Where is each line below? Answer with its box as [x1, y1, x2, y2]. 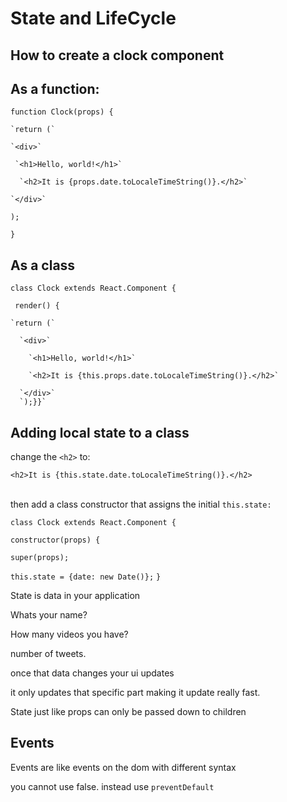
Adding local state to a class [10, 424, 190, 441]
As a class [10, 257, 76, 274]
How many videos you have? [10, 628, 129, 641]
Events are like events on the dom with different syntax [10, 761, 237, 773]
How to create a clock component [10, 47, 225, 64]
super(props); [10, 553, 70, 563]
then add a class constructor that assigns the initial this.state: [10, 498, 272, 511]
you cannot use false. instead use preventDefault [10, 780, 215, 792]
